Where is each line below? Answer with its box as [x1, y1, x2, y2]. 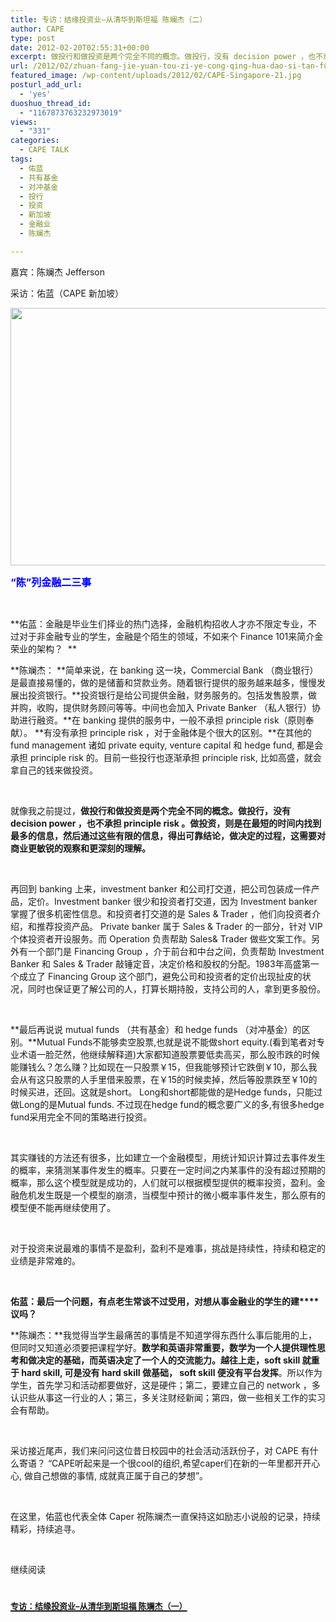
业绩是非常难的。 [10, 1254, 81, 1266]
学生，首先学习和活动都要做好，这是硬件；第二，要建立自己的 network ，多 [10, 1379, 321, 1391]
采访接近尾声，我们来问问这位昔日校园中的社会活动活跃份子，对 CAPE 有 [10, 1444, 310, 1456]
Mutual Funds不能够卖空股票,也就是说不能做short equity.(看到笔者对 [36, 1036, 317, 1048]
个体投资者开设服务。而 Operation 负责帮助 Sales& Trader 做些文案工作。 [10, 932, 312, 945]
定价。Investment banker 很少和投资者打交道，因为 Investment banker [27, 895, 318, 907]
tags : [10, 154, 33, 164]
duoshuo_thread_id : [10, 98, 92, 108]
